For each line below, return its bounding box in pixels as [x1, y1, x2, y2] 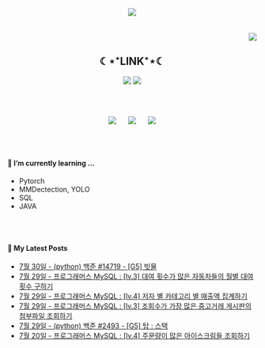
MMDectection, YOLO [18, 185, 90, 195]
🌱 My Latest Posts [7, 243, 68, 252]
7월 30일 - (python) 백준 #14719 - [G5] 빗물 [18, 262, 157, 271]
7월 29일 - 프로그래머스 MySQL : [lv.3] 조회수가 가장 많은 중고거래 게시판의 [18, 301, 252, 311]
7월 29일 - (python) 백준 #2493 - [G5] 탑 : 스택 [18, 321, 168, 331]
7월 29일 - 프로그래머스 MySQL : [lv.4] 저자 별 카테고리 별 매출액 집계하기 [18, 292, 248, 301]
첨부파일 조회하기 [18, 312, 73, 321]
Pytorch [18, 176, 45, 186]
